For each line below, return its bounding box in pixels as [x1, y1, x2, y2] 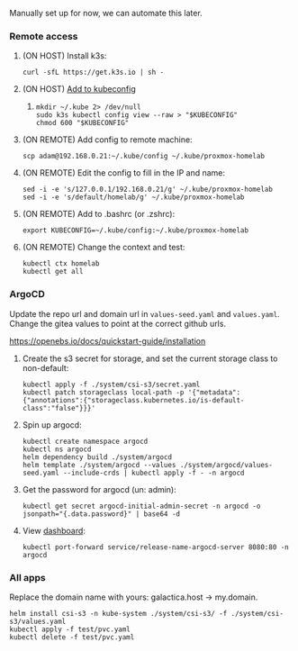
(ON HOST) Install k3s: [22, 50, 107, 61]
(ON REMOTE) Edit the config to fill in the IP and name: [22, 167, 226, 178]
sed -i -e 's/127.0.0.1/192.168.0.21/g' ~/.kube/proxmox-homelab [22, 185, 273, 194]
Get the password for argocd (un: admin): [22, 484, 177, 494]
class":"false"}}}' [22, 403, 96, 412]
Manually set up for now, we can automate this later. [9, 8, 203, 18]
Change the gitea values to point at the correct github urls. [9, 318, 227, 329]
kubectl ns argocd [22, 445, 92, 454]
